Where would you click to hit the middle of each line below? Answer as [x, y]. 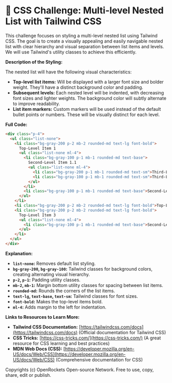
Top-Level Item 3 [37, 215]
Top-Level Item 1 [37, 148]
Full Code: [16, 124]
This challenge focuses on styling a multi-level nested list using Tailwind [81, 35]
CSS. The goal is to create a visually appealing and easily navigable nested [84, 41]
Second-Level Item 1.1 [52, 163]
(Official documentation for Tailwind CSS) [122, 332]
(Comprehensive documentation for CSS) [99, 359]
